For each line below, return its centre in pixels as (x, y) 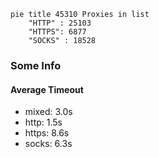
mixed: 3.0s (48, 112)
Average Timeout (47, 89)
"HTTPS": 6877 (57, 32)
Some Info (36, 65)
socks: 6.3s (48, 144)
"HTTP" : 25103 (60, 23)
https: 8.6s (47, 133)
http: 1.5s (43, 122)
